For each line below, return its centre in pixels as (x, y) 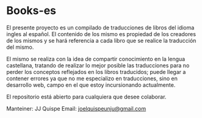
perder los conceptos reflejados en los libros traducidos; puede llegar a (96, 72)
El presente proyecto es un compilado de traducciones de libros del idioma (100, 28)
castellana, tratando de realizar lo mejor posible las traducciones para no (98, 65)
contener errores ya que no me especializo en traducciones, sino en (92, 78)
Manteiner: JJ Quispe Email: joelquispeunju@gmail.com (76, 108)
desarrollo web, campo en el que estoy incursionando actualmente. (91, 85)
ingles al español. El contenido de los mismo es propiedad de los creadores (101, 34)
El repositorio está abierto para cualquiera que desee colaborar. (86, 97)
